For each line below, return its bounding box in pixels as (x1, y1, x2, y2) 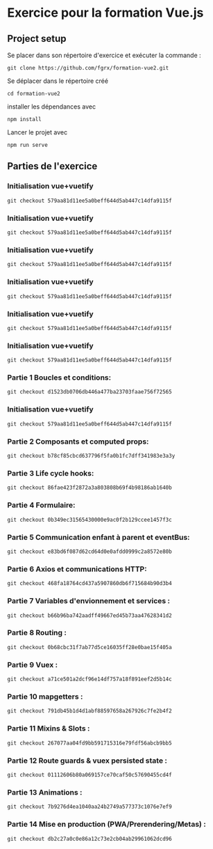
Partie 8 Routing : (7, 628, 67, 638)
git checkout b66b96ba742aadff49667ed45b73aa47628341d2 (7, 612, 172, 619)
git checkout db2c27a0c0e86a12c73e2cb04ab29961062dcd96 (7, 835, 172, 842)
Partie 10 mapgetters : (7, 692, 83, 701)
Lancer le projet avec (7, 128, 68, 137)
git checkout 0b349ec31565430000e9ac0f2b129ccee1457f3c (7, 516, 172, 523)
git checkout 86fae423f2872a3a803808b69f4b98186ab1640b (7, 484, 172, 492)
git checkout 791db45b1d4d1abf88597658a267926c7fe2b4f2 (7, 708, 172, 715)
